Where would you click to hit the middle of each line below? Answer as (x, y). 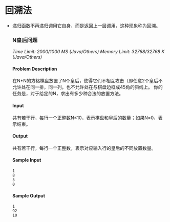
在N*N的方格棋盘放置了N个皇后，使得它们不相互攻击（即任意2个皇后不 (88, 81)
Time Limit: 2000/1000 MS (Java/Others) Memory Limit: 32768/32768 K (88, 52)
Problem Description (35, 69)
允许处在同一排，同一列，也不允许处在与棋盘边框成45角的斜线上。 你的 (88, 87)
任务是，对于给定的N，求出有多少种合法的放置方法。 (68, 94)
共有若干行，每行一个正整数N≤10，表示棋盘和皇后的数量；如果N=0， (85, 118)
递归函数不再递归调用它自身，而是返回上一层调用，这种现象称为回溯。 (86, 26)
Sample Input (27, 160)
